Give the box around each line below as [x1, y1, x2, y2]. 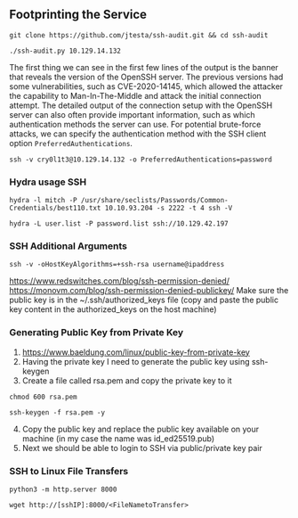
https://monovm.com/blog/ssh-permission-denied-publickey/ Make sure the [9, 285, 289, 296]
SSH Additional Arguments [9, 240, 127, 252]
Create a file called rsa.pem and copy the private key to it [21, 374, 233, 386]
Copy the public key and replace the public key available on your [21, 423, 260, 434]
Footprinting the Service [9, 7, 148, 22]
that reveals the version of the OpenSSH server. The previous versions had [9, 71, 284, 82]
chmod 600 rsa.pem [9, 392, 77, 401]
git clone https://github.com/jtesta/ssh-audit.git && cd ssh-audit [9, 30, 269, 39]
